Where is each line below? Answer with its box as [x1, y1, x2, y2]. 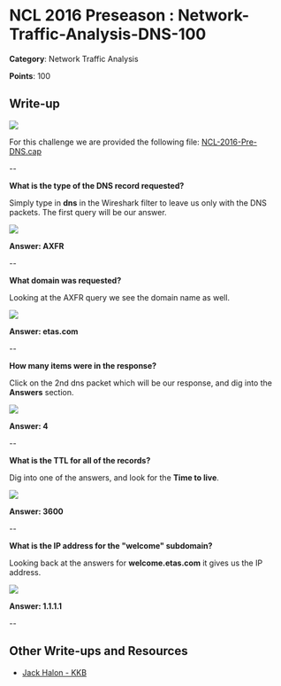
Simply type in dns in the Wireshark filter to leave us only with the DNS [9, 197, 267, 208]
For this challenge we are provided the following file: [9, 136, 201, 147]
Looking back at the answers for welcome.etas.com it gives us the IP [9, 557, 263, 568]
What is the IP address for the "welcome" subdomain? [9, 540, 213, 550]
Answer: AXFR [9, 240, 65, 251]
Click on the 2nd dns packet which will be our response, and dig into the [9, 378, 272, 388]
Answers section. [9, 386, 74, 397]
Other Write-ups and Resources [9, 643, 188, 659]
